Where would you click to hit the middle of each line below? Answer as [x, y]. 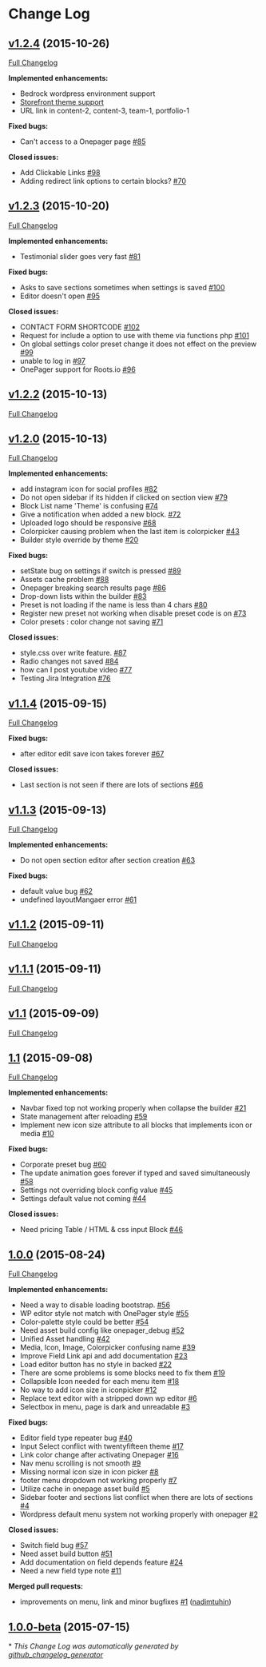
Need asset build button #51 [66, 1554]
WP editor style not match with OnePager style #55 [104, 1314]
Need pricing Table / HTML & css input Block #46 [101, 1230]
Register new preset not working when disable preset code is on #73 [133, 613]
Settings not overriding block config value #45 [96, 1190]
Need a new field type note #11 [71, 1571]
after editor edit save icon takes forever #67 [92, 754]
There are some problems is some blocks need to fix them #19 [123, 1373]
